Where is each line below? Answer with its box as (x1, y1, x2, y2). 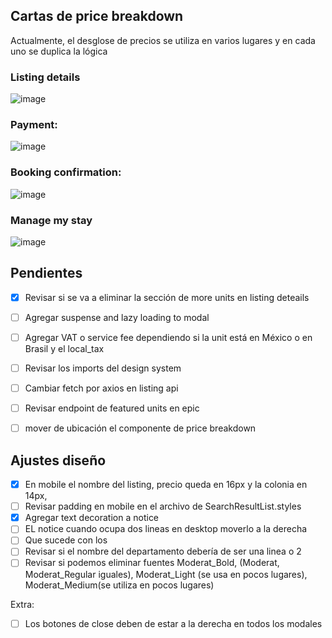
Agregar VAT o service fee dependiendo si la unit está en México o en (24, 331, 313, 343)
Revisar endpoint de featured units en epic (24, 402, 200, 414)
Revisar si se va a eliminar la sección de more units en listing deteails (24, 291, 310, 303)
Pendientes (10, 265, 83, 282)
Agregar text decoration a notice (24, 512, 160, 524)
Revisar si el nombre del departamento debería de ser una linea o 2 (24, 545, 302, 558)
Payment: (10, 118, 58, 132)
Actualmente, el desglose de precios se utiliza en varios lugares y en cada (10, 34, 316, 46)
